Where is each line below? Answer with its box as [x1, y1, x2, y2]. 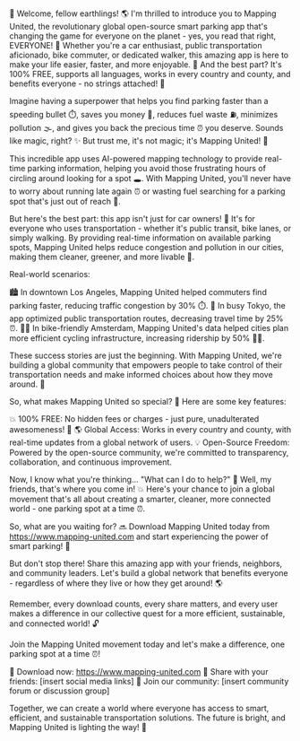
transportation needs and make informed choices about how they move [9, 370, 273, 379]
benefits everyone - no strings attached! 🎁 [9, 78, 166, 89]
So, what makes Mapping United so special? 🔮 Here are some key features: [9, 397, 287, 406]
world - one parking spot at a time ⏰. [9, 503, 146, 514]
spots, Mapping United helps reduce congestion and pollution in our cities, [9, 242, 285, 252]
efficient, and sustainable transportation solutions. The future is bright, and [9, 712, 286, 723]
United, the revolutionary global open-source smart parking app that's [9, 22, 269, 31]
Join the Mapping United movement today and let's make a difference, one [9, 639, 285, 649]
